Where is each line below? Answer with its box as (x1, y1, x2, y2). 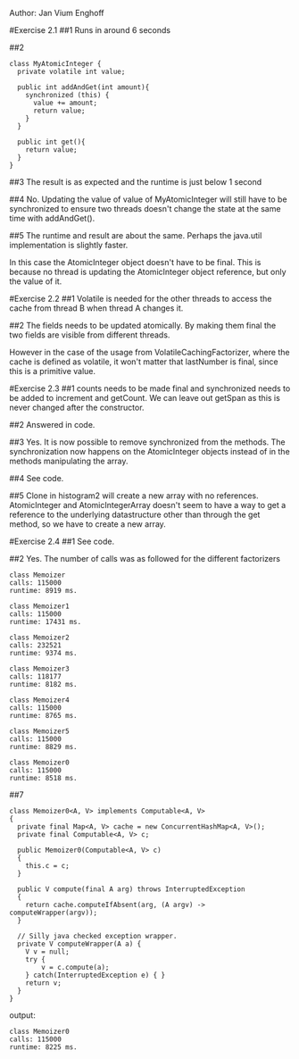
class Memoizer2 (9, 633, 70, 642)
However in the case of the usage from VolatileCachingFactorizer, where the (9, 347, 290, 357)
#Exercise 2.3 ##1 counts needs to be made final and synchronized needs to (9, 383, 291, 394)
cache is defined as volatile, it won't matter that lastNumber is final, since (9, 356, 278, 367)
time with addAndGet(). (9, 213, 96, 223)
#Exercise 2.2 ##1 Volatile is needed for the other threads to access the (9, 294, 272, 304)
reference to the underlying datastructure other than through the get (9, 509, 261, 520)
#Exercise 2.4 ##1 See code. (9, 536, 115, 546)
